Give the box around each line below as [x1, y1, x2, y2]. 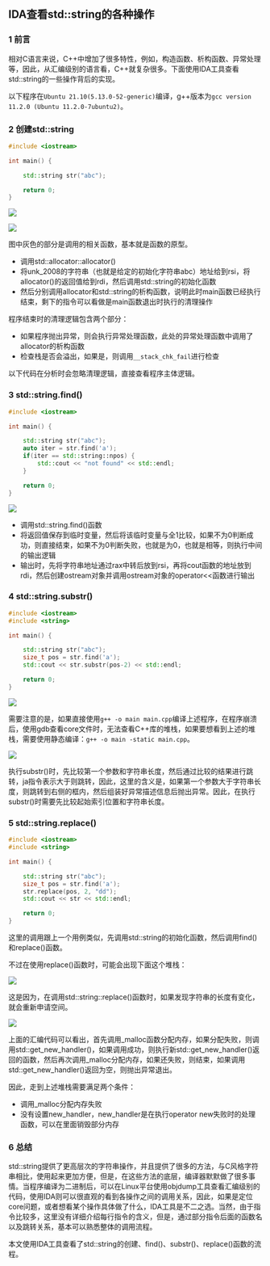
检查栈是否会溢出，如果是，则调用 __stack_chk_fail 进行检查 [19, 351, 220, 361]
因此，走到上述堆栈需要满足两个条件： [8, 1082, 135, 1091]
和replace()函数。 [8, 943, 67, 952]
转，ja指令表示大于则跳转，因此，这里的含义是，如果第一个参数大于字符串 [8, 776, 255, 786]
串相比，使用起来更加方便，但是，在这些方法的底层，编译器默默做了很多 [8, 1171, 248, 1181]
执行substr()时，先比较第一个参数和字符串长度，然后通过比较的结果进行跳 [8, 766, 254, 776]
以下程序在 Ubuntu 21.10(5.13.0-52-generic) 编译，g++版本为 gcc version [8, 91, 251, 101]
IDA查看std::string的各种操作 [8, 7, 155, 22]
